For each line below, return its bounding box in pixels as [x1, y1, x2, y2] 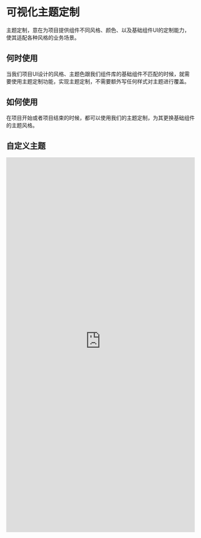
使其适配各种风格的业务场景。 [6, 34, 80, 41]
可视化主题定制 [6, 5, 80, 19]
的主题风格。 [6, 121, 38, 129]
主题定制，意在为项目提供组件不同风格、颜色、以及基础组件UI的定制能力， [6, 26, 190, 34]
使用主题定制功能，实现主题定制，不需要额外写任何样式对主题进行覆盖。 [11, 77, 190, 85]
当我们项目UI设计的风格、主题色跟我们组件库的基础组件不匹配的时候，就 [6, 70, 185, 77]
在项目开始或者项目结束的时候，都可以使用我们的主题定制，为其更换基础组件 [6, 114, 195, 121]
